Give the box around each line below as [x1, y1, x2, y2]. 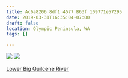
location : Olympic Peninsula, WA [6, 25, 90, 32]
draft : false [6, 20, 39, 26]
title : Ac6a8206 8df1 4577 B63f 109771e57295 [6, 8, 122, 15]
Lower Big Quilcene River [6, 65, 69, 73]
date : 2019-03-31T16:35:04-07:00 [6, 14, 90, 20]
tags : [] [6, 31, 28, 37]
